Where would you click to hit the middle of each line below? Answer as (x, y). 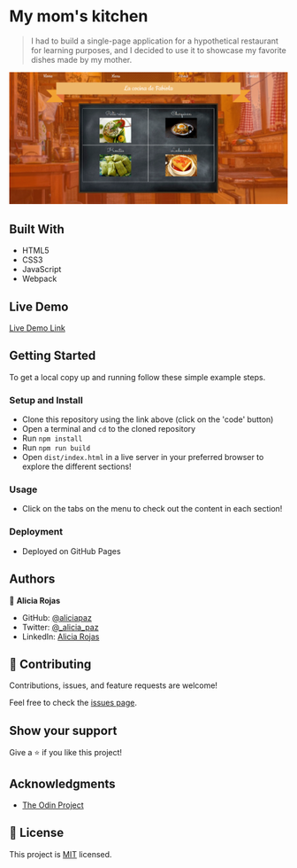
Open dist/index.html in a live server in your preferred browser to (143, 457)
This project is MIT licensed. (61, 854)
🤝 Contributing (50, 664)
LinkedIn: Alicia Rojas (61, 637)
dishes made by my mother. (81, 59)
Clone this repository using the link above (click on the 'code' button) (148, 419)
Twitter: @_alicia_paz (60, 627)
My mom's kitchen (79, 16)
